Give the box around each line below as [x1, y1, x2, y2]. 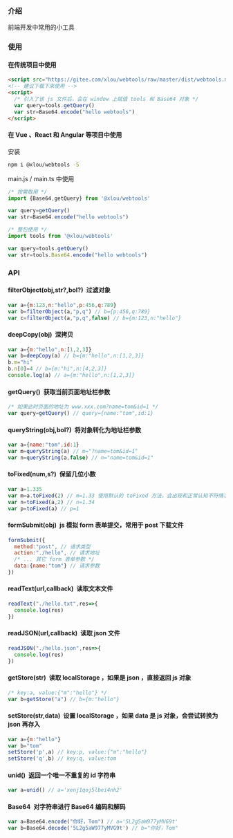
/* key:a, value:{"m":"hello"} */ [8, 689, 108, 696]
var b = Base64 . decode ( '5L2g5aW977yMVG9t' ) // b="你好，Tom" [8, 825, 178, 832]
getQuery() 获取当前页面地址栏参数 [8, 387, 111, 395]
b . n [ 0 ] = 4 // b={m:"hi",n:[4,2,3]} [8, 365, 108, 373]
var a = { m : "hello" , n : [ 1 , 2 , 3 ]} [8, 346, 92, 353]
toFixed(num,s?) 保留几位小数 [8, 470, 96, 478]
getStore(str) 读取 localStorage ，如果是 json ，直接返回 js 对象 [8, 673, 192, 682]
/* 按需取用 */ [8, 188, 48, 195]
